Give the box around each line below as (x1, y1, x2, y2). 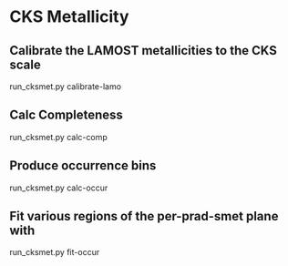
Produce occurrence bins (9, 158, 157, 174)
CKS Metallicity (9, 6, 129, 27)
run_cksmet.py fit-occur (9, 247, 100, 258)
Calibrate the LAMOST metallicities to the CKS (9, 43, 278, 58)
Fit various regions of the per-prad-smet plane (9, 209, 279, 224)
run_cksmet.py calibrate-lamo (9, 81, 121, 92)
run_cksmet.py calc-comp (9, 131, 108, 142)
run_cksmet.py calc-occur (9, 182, 108, 193)
